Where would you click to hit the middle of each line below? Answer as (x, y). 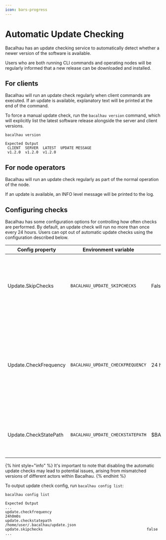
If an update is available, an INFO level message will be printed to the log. (80, 194)
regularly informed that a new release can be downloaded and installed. (78, 68)
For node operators (35, 167)
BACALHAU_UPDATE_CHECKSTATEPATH (108, 435)
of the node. (18, 185)
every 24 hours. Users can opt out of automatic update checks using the (79, 232)
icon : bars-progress (26, 10)
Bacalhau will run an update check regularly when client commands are (78, 95)
